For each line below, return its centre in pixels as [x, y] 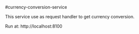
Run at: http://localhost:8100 [34, 26]
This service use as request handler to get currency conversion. [70, 17]
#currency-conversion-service [36, 7]
